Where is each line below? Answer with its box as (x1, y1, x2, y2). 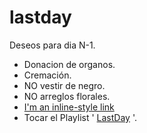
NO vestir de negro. (23, 79, 106, 91)
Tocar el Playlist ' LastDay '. (23, 111, 137, 123)
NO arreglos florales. (23, 90, 111, 102)
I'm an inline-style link (23, 101, 115, 113)
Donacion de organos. (23, 58, 116, 70)
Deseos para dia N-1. (9, 39, 96, 51)
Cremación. (23, 69, 72, 81)
